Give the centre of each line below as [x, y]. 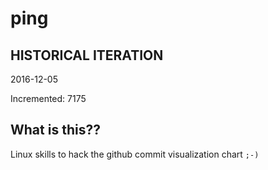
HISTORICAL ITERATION [87, 55]
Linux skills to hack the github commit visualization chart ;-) [135, 154]
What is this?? [55, 130]
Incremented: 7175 [48, 98]
